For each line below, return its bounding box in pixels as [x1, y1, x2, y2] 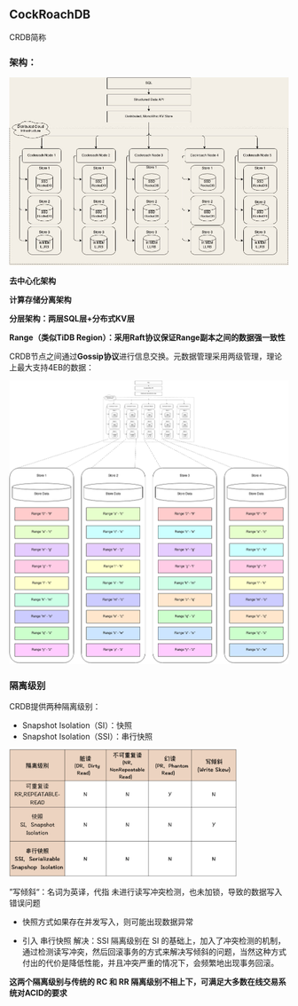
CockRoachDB [9, 7, 91, 22]
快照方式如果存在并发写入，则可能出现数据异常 [21, 916, 193, 927]
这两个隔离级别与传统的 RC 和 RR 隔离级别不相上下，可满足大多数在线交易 [9, 977, 279, 987]
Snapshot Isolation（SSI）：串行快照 [21, 732, 153, 742]
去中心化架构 [9, 275, 56, 287]
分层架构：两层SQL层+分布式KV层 [9, 313, 135, 324]
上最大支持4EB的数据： [9, 362, 95, 373]
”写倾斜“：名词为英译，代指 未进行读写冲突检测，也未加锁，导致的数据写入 [9, 887, 283, 898]
